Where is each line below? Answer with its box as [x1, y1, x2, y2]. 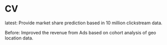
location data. [5, 35, 34, 41]
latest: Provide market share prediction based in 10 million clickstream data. [5, 20, 163, 26]
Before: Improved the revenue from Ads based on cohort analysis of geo [5, 29, 156, 35]
